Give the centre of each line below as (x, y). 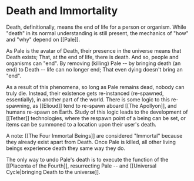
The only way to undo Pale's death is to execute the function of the (87, 159)
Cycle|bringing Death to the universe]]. (53, 172)
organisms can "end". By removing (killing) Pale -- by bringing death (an (93, 63)
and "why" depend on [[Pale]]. (43, 39)
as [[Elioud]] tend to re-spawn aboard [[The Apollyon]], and (104, 105)
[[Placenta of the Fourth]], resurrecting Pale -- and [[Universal (81, 166)
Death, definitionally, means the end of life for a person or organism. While (96, 27)
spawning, (19, 105)
